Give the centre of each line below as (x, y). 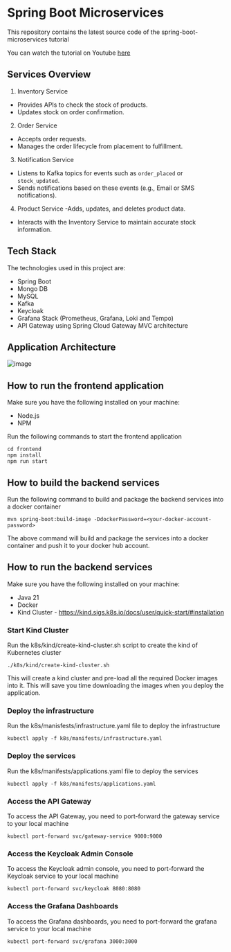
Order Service (37, 125)
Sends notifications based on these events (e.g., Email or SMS (106, 188)
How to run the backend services (80, 567)
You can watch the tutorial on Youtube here (69, 53)
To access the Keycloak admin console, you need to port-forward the (106, 869)
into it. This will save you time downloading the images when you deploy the (115, 686)
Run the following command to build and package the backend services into (115, 499)
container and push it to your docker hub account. (78, 546)
